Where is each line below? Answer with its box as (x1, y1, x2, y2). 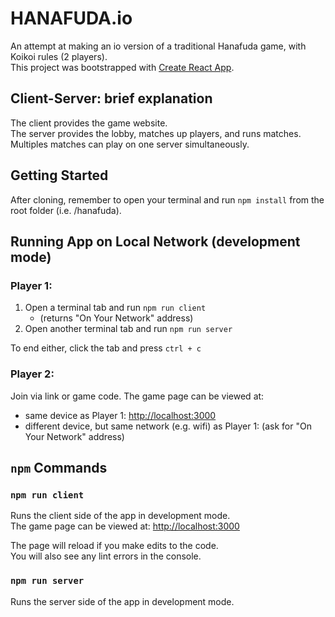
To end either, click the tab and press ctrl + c (10, 342, 202, 354)
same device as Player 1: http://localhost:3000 (24, 409, 217, 421)
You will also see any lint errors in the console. (10, 550, 202, 562)
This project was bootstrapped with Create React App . (10, 61, 235, 73)
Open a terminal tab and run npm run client (24, 302, 207, 314)
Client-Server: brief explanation (10, 90, 213, 107)
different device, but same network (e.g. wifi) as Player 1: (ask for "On (24, 420, 312, 432)
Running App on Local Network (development (10, 233, 301, 250)
